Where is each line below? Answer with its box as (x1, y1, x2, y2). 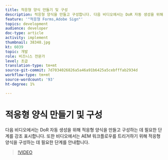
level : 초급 (5, 58, 29, 63)
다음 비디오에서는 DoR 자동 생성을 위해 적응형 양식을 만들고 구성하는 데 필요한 (5, 126, 157, 132)
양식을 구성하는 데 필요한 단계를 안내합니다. (5, 139, 90, 145)
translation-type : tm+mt (5, 63, 57, 68)
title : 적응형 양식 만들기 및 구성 (5, 7, 68, 12)
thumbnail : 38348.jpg (5, 40, 51, 45)
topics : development (5, 21, 49, 26)
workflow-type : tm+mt (5, 72, 51, 77)
